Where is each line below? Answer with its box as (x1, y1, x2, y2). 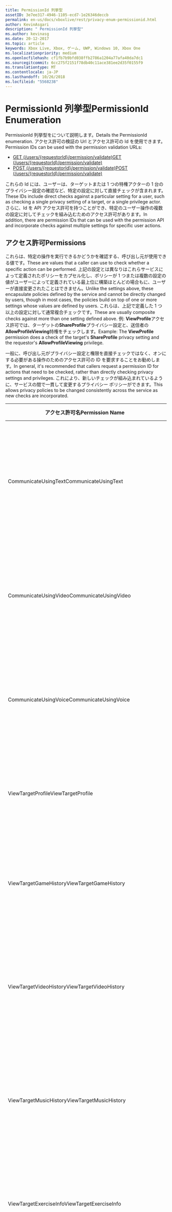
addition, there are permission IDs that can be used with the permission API (5, 217, 165, 223)
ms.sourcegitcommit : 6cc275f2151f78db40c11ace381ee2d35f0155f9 (5, 60, 143, 65)
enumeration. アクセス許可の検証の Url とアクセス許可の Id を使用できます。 (5, 138, 165, 144)
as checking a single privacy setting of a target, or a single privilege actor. (5, 198, 161, 204)
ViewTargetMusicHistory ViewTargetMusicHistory (8, 1096, 126, 1104)
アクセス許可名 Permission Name (45, 409, 125, 416)
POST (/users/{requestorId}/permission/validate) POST (12, 165, 128, 171)
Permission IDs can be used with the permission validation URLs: (5, 144, 142, 150)
